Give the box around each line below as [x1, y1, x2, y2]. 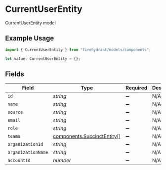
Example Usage [5, 34, 54, 42]
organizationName [7, 150, 48, 155]
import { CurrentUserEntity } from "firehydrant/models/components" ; [5, 47, 152, 52]
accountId [7, 158, 31, 164]
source [7, 110, 23, 115]
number [52, 157, 71, 164]
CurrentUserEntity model [5, 20, 56, 26]
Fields [5, 70, 25, 78]
